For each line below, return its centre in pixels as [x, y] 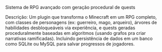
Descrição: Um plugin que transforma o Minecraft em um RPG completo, [81, 17]
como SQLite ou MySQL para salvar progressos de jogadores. [70, 44]
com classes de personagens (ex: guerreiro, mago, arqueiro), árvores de [81, 22]
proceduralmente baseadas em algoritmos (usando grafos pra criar [76, 33]
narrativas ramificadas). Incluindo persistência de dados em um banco [79, 38]
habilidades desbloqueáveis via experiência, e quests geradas [70, 28]
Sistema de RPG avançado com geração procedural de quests [70, 7]
